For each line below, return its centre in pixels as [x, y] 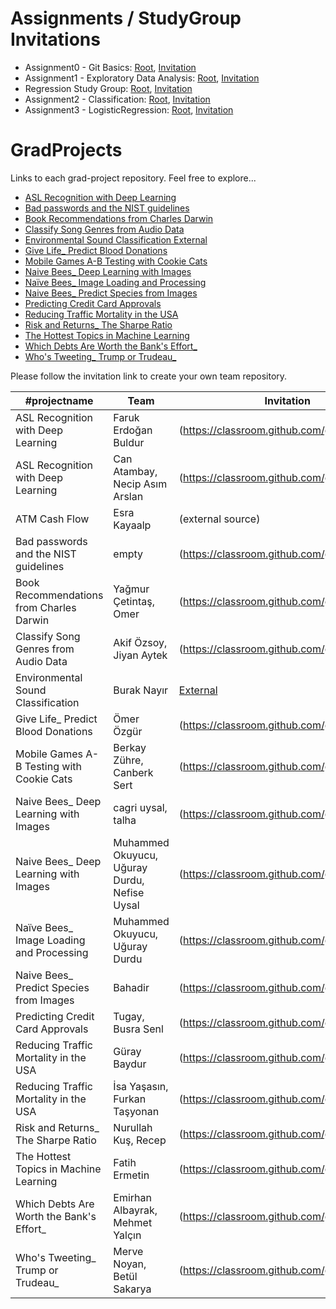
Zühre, [128, 760]
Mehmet [133, 1222]
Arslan [128, 496]
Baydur [130, 1064]
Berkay [130, 747]
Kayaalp [132, 525]
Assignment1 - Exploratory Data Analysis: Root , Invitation [142, 78]
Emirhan [133, 1197]
